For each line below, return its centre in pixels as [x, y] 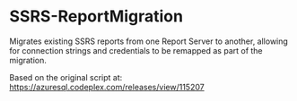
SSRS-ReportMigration [96, 17]
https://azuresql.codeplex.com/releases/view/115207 [107, 87]
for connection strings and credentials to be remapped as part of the [136, 50]
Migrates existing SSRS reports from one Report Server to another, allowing [149, 41]
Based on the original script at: [66, 77]
